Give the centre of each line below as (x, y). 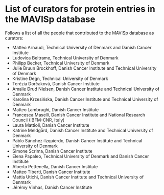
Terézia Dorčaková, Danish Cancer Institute (56, 83)
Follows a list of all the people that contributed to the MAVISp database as (80, 33)
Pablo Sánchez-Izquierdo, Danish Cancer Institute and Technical (77, 140)
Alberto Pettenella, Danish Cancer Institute (55, 166)
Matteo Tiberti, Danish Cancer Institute (51, 172)
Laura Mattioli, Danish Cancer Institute (51, 125)
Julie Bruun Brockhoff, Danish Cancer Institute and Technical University (84, 68)
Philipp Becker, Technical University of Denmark (61, 63)
